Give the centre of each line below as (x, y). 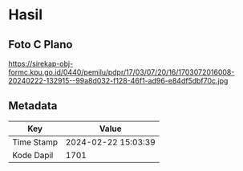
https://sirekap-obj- (41, 63)
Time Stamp (35, 142)
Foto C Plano (40, 45)
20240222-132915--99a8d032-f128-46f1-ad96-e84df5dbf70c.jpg (118, 81)
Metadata (33, 106)
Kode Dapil (33, 155)
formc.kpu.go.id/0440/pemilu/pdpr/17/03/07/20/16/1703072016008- (121, 72)
